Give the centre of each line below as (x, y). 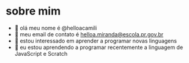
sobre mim (33, 11)
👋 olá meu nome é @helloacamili (56, 28)
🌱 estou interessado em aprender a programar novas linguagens (96, 41)
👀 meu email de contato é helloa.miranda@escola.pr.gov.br (89, 34)
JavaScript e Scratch (41, 53)
